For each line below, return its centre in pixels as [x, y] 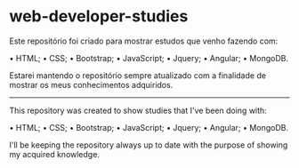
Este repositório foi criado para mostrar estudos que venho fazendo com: [144, 41]
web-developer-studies [99, 16]
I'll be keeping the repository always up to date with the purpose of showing [149, 145]
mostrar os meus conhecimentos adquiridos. [91, 84]
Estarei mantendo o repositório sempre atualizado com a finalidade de [138, 75]
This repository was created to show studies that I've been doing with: [138, 110]
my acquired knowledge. [55, 154]
